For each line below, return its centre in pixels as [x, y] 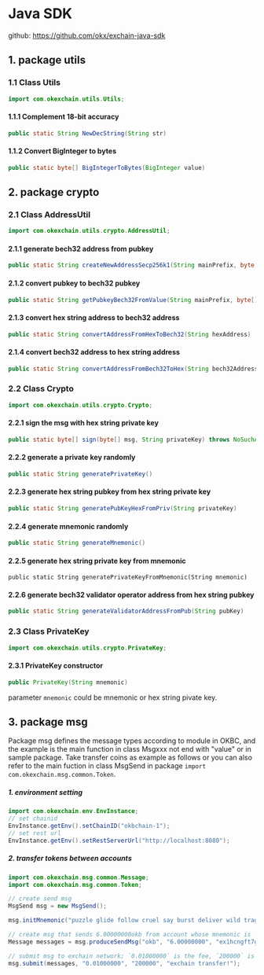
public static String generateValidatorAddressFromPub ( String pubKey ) [126, 611]
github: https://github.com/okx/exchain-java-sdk [87, 35]
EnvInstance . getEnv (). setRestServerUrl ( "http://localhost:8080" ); [119, 841]
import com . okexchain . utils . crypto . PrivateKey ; [88, 648]
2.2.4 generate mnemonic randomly [68, 526]
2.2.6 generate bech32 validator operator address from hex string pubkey [131, 594]
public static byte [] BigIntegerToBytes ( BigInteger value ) [107, 167]
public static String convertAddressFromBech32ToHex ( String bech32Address [133, 369]
